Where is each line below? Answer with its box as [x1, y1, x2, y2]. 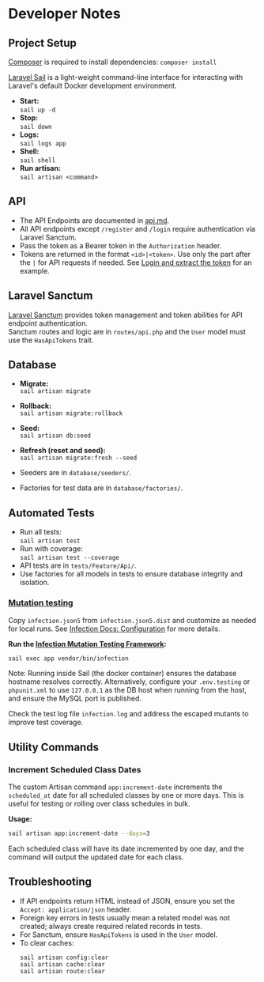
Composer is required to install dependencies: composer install [8, 57, 217, 66]
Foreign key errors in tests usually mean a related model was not [19, 912, 231, 922]
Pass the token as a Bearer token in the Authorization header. [19, 240, 222, 250]
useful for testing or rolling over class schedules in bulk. [8, 799, 190, 809]
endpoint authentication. [8, 318, 89, 328]
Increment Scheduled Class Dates [8, 764, 141, 775]
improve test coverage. [8, 717, 84, 727]
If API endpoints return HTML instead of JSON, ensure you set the [19, 896, 236, 905]
